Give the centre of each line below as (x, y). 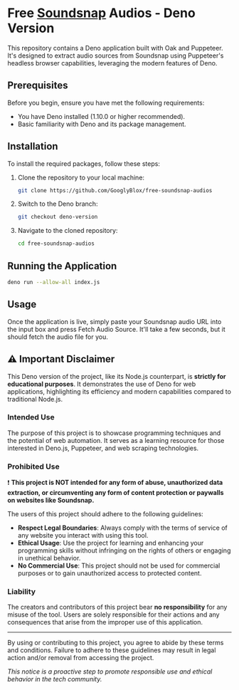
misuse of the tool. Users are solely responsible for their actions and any (113, 615)
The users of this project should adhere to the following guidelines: (106, 514)
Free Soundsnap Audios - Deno (101, 13)
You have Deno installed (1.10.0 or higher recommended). (101, 116)
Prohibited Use (33, 466)
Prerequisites (38, 86)
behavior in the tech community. (55, 679)
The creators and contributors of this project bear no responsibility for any (117, 607)
